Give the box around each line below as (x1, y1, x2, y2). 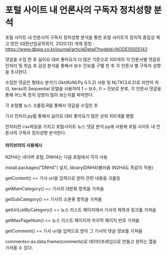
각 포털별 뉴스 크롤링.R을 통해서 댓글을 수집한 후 (5, 102, 98, 108)
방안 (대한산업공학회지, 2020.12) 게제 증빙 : (10, 40, 94, 46)
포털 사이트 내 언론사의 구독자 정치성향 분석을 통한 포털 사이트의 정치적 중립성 (5, 34, 155, 40)
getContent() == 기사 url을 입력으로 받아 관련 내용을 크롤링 (5, 175, 121, 181)
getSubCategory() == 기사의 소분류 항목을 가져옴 (5, 196, 102, 202)
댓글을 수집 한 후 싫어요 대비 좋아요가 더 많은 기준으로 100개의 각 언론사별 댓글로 (5, 56, 161, 62)
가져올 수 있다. (5, 245, 33, 251)
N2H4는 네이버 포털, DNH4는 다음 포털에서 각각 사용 (5, 154, 108, 160)
